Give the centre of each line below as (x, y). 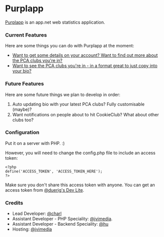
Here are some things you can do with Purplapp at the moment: (70, 46)
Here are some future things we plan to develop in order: (63, 95)
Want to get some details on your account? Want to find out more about (85, 55)
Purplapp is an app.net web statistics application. (55, 22)
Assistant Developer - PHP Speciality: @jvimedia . (62, 219)
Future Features (25, 84)
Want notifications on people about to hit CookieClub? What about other (85, 114)
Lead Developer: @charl (37, 214)
